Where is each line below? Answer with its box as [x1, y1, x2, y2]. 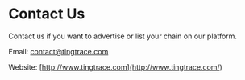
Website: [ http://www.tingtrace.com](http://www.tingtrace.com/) [8, 62, 223, 72]
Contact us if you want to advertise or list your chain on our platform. [8, 31, 238, 41]
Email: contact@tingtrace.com [8, 46, 109, 56]
